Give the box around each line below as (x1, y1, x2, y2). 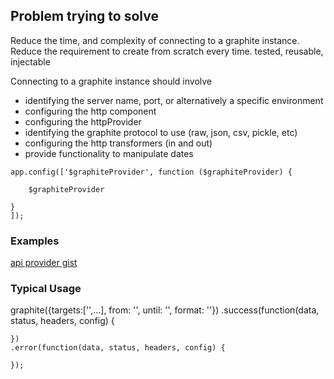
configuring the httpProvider (24, 115, 142, 128)
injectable (10, 55, 51, 68)
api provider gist (10, 257, 78, 269)
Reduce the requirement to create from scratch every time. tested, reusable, (10, 45, 324, 57)
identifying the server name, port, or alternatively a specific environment (24, 94, 324, 106)
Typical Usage (10, 282, 82, 296)
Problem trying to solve (10, 8, 159, 25)
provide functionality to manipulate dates (24, 147, 194, 159)
